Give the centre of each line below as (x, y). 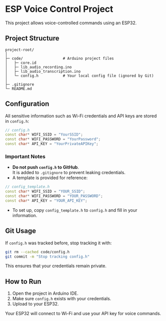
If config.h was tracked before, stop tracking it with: (58, 243)
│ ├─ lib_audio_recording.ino (38, 67)
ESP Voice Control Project (59, 9)
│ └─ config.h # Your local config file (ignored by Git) (80, 76)
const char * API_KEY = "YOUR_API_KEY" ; (46, 201)
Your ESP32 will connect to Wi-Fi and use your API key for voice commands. (83, 314)
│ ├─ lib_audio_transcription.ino (43, 71)
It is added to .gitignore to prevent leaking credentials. (69, 173)
